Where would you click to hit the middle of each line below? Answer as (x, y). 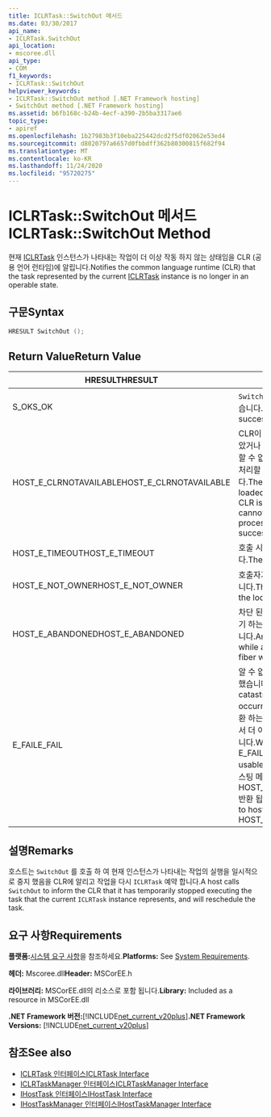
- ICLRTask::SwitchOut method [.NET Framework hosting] (104, 99)
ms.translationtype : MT (48, 151)
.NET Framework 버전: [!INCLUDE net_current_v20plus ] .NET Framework (127, 1016)
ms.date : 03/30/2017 (43, 23)
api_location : (32, 46)
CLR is (250, 503)
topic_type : (28, 121)
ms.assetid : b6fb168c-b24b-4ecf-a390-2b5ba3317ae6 (95, 114)
